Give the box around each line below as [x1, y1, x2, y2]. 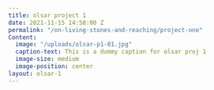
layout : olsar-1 [8, 70, 62, 77]
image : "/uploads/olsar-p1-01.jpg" [15, 41, 133, 49]
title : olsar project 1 [8, 11, 87, 20]
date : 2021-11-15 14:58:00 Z [8, 19, 104, 27]
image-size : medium [15, 56, 80, 63]
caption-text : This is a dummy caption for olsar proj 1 [15, 48, 207, 56]
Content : [8, 33, 37, 41]
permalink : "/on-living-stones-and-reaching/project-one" [8, 26, 203, 34]
